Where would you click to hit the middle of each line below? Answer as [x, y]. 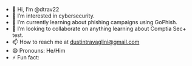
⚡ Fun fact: [26, 57]
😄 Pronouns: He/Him [39, 51]
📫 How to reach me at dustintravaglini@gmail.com [76, 42]
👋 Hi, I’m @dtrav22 [36, 9]
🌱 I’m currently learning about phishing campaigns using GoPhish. [94, 22]
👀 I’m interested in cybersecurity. [53, 16]
